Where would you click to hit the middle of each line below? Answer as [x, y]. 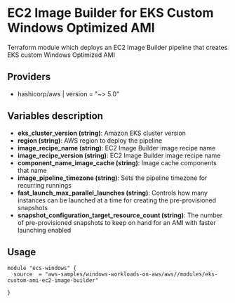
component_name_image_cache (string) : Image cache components [117, 162]
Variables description [55, 116]
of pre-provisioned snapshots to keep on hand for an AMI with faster [116, 222]
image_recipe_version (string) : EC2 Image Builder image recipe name [119, 155]
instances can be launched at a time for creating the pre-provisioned [116, 200]
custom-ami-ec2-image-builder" [53, 281]
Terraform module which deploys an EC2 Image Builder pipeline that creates [117, 47]
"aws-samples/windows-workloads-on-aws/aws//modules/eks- [131, 275]
